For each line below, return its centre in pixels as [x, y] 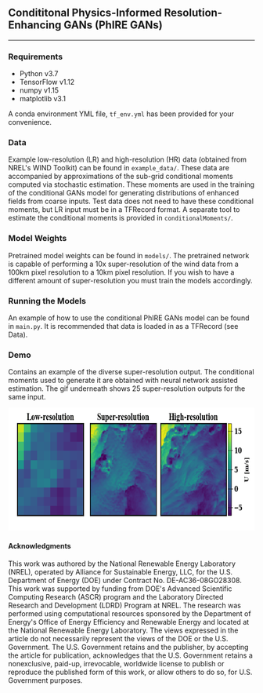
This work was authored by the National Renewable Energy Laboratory [122, 564]
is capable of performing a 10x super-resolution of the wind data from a [123, 264]
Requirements [36, 57]
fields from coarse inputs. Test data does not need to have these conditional [131, 201]
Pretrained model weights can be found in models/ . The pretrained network [129, 255]
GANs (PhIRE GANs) [113, 26]
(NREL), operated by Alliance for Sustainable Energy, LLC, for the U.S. [121, 571]
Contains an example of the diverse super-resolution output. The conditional [131, 372]
